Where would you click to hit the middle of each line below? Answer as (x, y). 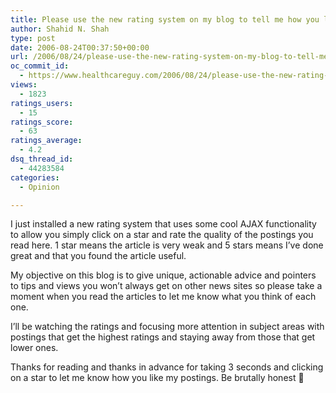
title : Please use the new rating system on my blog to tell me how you (165, 19)
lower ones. (34, 348)
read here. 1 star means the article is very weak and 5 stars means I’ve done (167, 245)
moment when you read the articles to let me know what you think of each (163, 297)
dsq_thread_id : (42, 159)
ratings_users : (42, 103)
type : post (33, 38)
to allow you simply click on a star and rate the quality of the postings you (162, 235)
